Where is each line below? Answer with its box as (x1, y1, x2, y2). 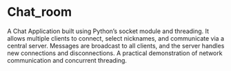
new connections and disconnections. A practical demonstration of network (7, 49, 223, 57)
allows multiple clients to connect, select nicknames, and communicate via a (7, 34, 224, 42)
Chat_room (7, 4, 72, 20)
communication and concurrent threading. (7, 56, 128, 64)
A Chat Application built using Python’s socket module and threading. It (7, 27, 209, 35)
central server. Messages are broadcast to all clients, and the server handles (7, 41, 225, 50)
